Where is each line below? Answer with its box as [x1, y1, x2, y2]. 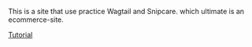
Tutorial [8, 31, 33, 39]
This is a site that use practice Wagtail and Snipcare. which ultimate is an [8, 7, 245, 16]
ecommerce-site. [8, 15, 65, 24]
